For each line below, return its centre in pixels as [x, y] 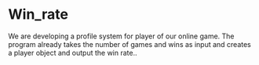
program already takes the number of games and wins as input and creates [129, 44]
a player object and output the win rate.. [73, 52]
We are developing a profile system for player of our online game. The [121, 36]
